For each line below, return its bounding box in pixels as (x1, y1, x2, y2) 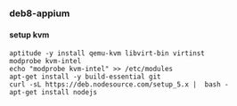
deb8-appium (9, 7, 70, 20)
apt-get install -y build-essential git (9, 72, 162, 82)
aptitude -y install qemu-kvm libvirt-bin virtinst (9, 49, 205, 58)
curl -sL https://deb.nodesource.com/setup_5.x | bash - (9, 80, 229, 89)
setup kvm (9, 29, 50, 40)
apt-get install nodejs (9, 88, 98, 97)
